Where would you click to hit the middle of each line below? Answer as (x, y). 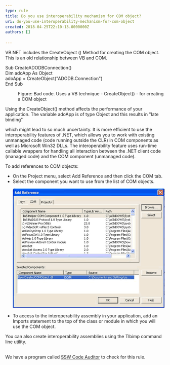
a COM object (32, 99)
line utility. (16, 342)
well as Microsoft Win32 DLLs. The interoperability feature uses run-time (81, 145)
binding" (14, 120)
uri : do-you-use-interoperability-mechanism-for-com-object (70, 21)
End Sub (14, 84)
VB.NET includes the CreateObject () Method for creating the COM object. (82, 52)
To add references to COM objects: (42, 166)
